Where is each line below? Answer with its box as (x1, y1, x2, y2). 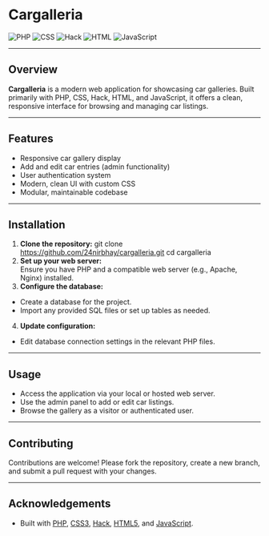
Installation (8, 218, 66, 232)
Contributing (8, 437, 74, 450)
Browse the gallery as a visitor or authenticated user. (19, 406, 195, 416)
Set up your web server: (19, 256, 102, 266)
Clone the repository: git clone (19, 239, 123, 249)
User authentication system (19, 170, 111, 179)
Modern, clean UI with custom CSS (19, 179, 136, 188)
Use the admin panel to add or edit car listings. (19, 397, 175, 407)
